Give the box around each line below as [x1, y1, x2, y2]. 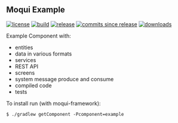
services [14, 56, 36, 63]
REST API [14, 63, 39, 70]
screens [14, 69, 35, 76]
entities [14, 44, 33, 51]
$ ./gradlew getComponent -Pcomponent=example [6, 111, 124, 117]
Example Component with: [6, 32, 72, 39]
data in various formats [14, 50, 72, 57]
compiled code [14, 82, 52, 89]
